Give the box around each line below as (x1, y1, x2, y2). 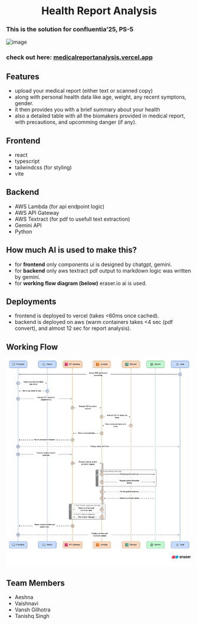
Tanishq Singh (14, 613, 50, 620)
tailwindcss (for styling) (14, 164, 72, 171)
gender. (14, 100, 34, 107)
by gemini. (14, 273, 40, 280)
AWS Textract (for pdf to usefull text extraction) (14, 215, 130, 222)
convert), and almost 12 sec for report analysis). (14, 325, 132, 332)
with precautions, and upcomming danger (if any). (14, 119, 137, 126)
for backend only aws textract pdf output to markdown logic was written (14, 267, 192, 274)
